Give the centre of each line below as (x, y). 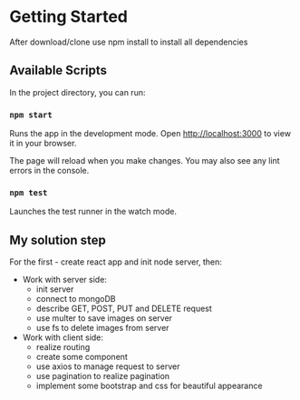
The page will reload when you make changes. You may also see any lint (145, 161)
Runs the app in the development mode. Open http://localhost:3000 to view (150, 134)
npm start (31, 115)
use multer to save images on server (104, 318)
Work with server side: (64, 280)
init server (55, 289)
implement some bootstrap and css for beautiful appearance (149, 386)
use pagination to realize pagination (103, 376)
